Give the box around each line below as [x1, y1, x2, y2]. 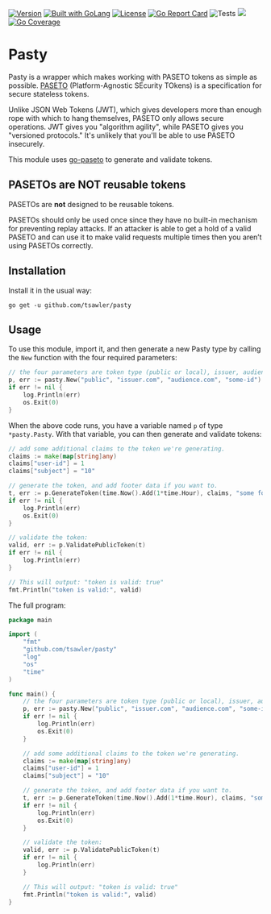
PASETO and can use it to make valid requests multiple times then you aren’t [8, 232, 262, 242]
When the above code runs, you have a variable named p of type [8, 420, 223, 430]
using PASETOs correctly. [8, 240, 94, 250]
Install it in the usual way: [8, 285, 93, 295]
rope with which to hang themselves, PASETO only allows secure [8, 113, 224, 123]
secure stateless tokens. [8, 89, 90, 98]
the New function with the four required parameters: [8, 353, 177, 363]
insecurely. [8, 139, 45, 148]
